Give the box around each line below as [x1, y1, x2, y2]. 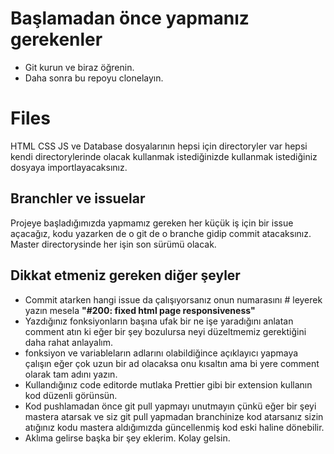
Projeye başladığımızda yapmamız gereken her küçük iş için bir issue [10, 217, 294, 229]
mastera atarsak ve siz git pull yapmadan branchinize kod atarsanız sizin [24, 410, 324, 422]
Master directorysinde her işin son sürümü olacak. [10, 238, 217, 250]
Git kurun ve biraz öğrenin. [24, 61, 135, 73]
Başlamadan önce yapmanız [10, 7, 250, 30]
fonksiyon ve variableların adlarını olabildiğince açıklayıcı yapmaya [24, 347, 299, 359]
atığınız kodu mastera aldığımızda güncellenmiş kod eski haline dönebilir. [24, 421, 325, 433]
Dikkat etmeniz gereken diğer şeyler [10, 267, 241, 284]
